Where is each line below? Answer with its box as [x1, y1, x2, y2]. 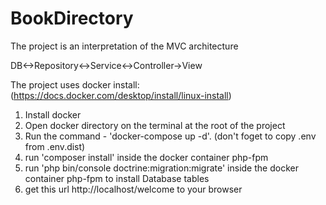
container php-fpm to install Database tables [24, 172, 210, 184]
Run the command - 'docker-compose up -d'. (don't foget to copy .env [24, 130, 317, 142]
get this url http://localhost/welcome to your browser [24, 183, 243, 195]
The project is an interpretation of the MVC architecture [10, 40, 239, 52]
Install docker [24, 108, 82, 121]
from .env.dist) [24, 140, 86, 152]
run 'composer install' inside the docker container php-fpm [24, 151, 269, 163]
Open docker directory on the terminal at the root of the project [24, 119, 286, 131]
